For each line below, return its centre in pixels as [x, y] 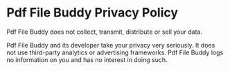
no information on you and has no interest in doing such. [87, 59]
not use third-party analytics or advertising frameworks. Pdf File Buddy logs [115, 52]
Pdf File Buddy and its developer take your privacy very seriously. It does [111, 45]
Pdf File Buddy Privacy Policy [92, 13]
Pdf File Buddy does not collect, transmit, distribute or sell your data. [104, 32]
